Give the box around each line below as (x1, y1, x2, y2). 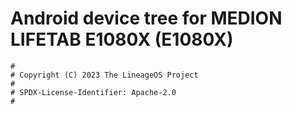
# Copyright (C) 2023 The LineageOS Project (10, 70, 199, 80)
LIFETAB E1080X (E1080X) (10, 28, 234, 51)
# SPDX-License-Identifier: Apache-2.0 (10, 87, 177, 97)
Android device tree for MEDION (10, 7, 283, 30)
